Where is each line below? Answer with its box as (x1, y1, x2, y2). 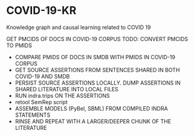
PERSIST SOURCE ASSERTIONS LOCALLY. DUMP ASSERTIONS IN (15, 79, 181, 86)
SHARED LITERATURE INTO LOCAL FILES (15, 85, 119, 92)
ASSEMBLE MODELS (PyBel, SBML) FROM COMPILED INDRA (15, 105, 168, 112)
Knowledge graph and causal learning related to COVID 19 (6, 24, 151, 31)
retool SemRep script (15, 98, 68, 106)
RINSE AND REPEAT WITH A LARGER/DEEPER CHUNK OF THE (15, 117, 171, 125)
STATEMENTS (15, 111, 51, 118)
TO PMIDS (6, 42, 32, 49)
